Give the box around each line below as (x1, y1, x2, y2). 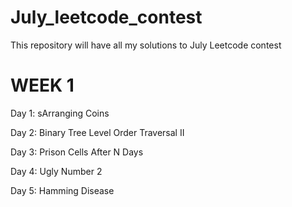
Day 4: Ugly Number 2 (10, 165, 103, 177)
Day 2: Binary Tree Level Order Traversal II (10, 126, 185, 138)
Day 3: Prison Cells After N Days (10, 146, 144, 158)
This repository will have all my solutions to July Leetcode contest (10, 39, 282, 51)
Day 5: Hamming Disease (10, 184, 115, 196)
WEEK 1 (10, 74, 75, 97)
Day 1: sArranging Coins (10, 107, 110, 119)
